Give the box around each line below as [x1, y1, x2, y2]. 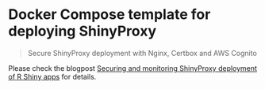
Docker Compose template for [8, 6, 211, 24]
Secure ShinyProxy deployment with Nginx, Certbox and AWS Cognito [27, 48, 258, 57]
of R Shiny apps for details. [8, 72, 97, 81]
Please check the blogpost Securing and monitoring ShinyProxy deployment [8, 63, 258, 72]
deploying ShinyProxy [8, 22, 157, 40]
